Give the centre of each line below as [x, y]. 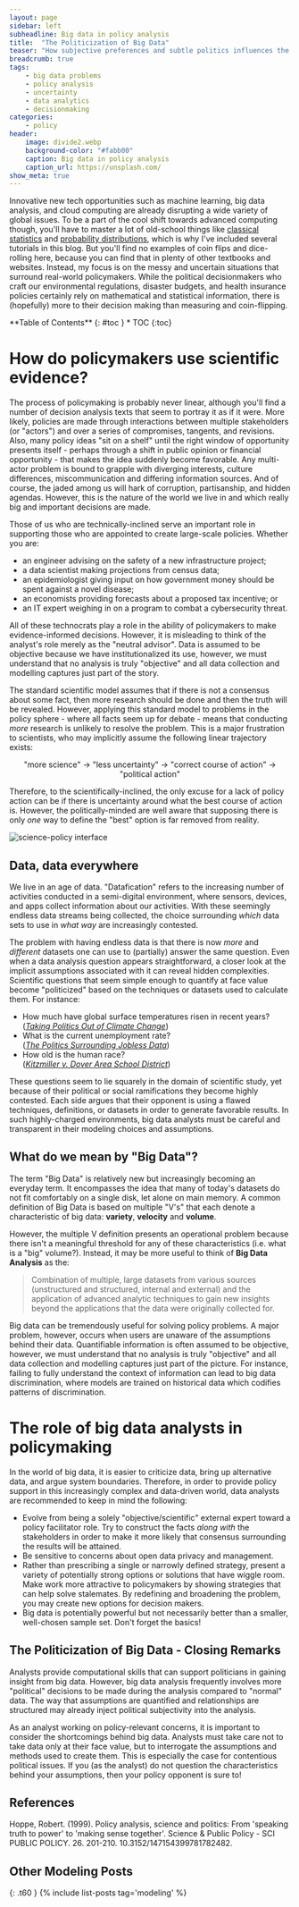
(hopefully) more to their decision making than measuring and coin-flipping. [149, 306]
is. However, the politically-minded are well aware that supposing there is [144, 811]
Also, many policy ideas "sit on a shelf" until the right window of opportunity [149, 441]
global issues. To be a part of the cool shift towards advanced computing [144, 220]
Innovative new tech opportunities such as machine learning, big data [137, 201]
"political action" [150, 774]
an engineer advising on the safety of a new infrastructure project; [144, 561]
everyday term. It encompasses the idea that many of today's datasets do [145, 1188]
